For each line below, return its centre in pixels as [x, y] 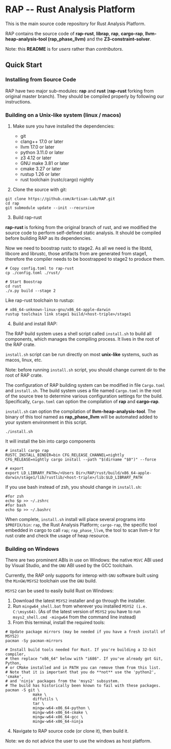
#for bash [16, 505]
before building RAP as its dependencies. [49, 238]
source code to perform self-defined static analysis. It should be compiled [83, 233]
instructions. [18, 101]
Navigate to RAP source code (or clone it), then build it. [70, 731]
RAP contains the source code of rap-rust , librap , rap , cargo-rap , [75, 33]
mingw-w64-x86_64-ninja [58, 722]
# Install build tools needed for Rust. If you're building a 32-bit [81, 650]
